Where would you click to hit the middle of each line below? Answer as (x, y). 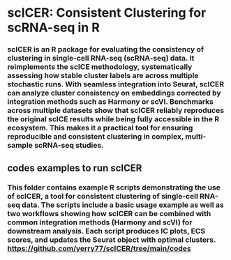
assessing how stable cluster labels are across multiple (103, 76)
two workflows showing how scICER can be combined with (109, 214)
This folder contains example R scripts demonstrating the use (114, 188)
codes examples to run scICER (75, 168)
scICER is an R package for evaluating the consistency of (106, 49)
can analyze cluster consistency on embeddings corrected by (114, 93)
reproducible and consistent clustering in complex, (95, 137)
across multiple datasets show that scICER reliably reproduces (116, 111)
